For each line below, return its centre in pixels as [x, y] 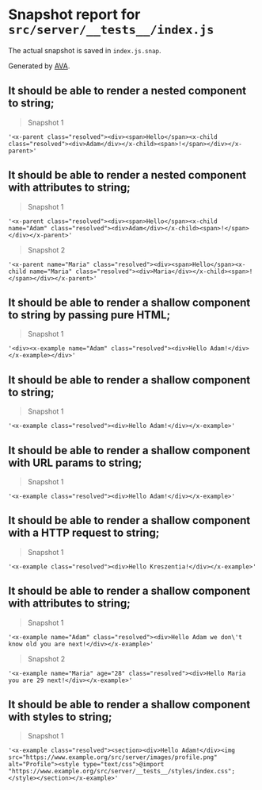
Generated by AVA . [39, 66]
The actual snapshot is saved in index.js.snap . [85, 50]
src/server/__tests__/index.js [111, 30]
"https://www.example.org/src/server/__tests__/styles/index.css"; [122, 772]
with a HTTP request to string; [84, 533]
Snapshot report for [74, 15]
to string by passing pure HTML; [89, 315]
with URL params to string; [75, 462]
